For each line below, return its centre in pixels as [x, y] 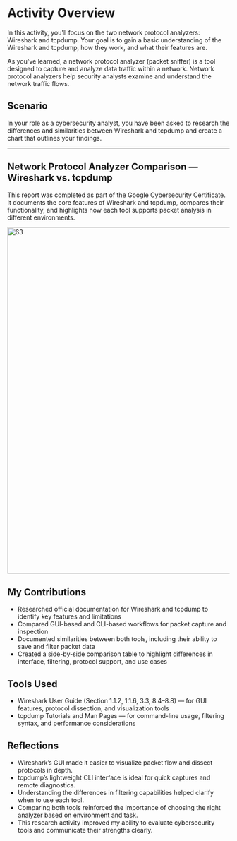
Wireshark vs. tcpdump [60, 178]
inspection [33, 632]
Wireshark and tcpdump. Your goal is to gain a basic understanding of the [115, 40]
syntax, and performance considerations [77, 723]
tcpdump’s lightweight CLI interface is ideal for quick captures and [114, 777]
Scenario [28, 106]
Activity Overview [61, 13]
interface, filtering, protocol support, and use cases [92, 662]
